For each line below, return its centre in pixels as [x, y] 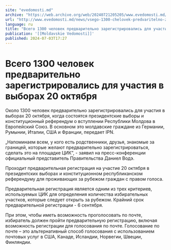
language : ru [19, 24]
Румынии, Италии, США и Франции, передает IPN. [60, 132]
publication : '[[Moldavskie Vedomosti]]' [50, 34]
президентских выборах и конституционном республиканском [74, 173]
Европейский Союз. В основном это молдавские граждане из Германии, [85, 127]
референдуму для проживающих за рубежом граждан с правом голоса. [84, 179]
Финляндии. [18, 242]
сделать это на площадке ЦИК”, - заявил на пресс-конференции [76, 153]
